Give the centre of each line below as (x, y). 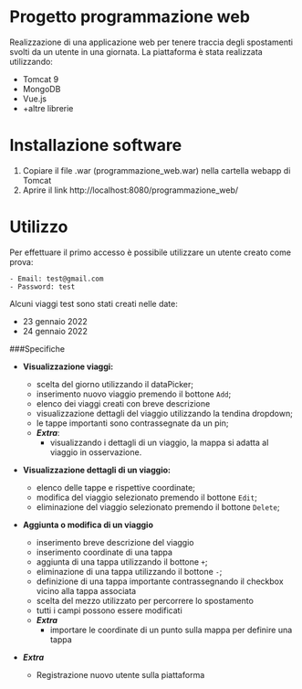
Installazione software (96, 146)
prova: (21, 261)
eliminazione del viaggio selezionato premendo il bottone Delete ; (158, 507)
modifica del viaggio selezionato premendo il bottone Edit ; (146, 497)
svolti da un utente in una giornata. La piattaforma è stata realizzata (136, 51)
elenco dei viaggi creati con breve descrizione (123, 403)
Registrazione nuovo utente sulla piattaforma (120, 674)
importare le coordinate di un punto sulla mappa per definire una (171, 630)
